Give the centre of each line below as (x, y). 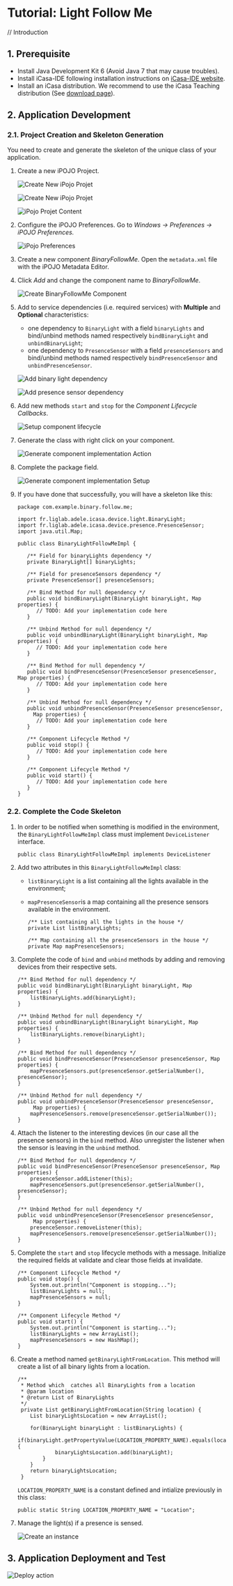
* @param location (47, 1391)
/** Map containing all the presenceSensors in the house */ (118, 940)
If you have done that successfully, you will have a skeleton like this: (115, 494)
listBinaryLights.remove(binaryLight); (88, 1034)
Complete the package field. (58, 467)
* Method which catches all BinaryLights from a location (108, 1385)
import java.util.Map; (50, 531)
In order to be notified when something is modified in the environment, (118, 826)
